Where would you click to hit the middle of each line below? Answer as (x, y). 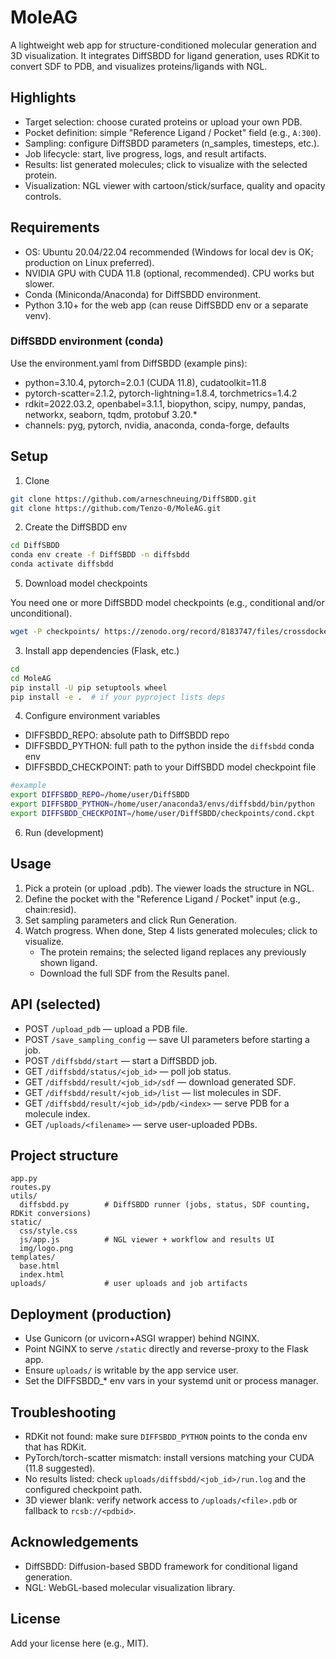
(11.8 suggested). (60, 1468)
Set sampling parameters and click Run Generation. (130, 920)
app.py (24, 1179)
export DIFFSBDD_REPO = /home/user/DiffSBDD (100, 795)
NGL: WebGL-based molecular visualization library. (130, 1587)
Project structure (64, 1155)
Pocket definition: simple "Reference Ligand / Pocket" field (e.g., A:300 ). (173, 132)
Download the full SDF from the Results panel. (134, 973)
